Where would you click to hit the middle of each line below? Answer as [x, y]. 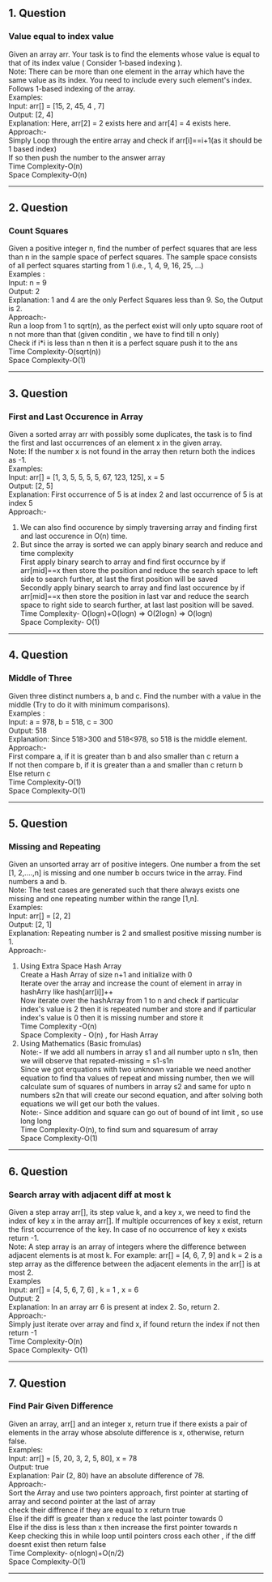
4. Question [38, 655]
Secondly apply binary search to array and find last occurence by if [132, 588]
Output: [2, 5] [31, 486]
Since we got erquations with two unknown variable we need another [136, 1070]
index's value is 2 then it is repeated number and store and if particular [138, 1009]
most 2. [21, 1272]
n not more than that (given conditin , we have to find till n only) [114, 335]
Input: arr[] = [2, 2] [40, 916]
